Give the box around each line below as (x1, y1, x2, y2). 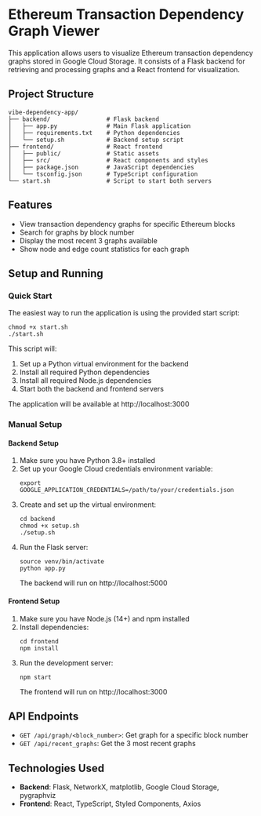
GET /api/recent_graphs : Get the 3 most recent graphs (19, 739, 196, 749)
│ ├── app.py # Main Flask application (8, 122, 191, 130)
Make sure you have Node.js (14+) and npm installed (19, 614, 190, 623)
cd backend (19, 515, 56, 523)
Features (8, 199, 53, 212)
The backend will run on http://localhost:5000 (19, 578, 168, 588)
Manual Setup (8, 419, 63, 430)
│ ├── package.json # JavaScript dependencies (8, 163, 194, 171)
